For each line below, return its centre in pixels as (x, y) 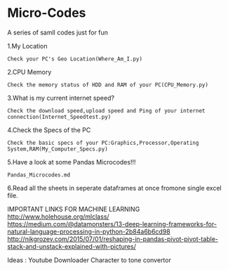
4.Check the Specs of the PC (49, 130)
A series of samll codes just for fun (58, 32)
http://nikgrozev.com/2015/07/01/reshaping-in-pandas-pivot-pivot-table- (113, 239)
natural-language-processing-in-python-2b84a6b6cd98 (89, 231)
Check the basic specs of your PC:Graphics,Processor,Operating (103, 143)
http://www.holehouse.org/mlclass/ (59, 217)
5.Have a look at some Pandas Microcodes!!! (72, 162)
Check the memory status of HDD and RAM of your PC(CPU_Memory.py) (108, 85)
